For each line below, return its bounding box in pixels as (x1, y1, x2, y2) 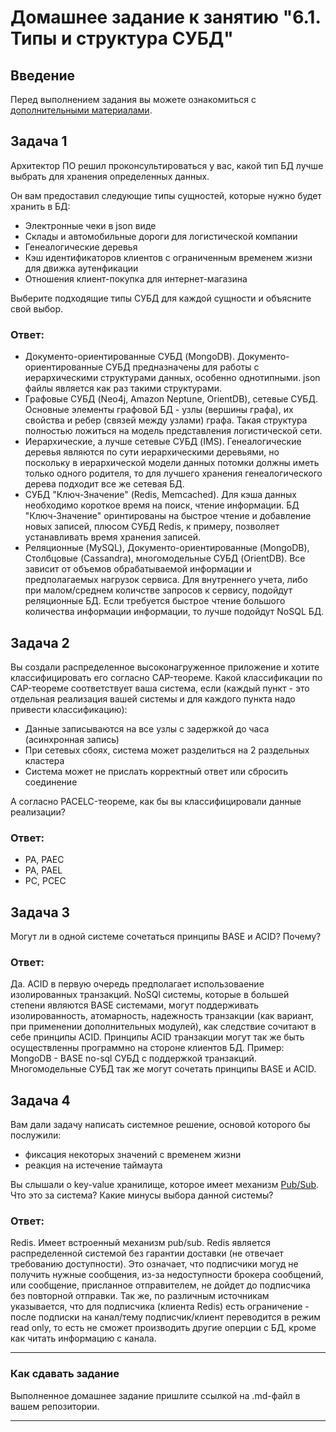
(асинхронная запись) (24, 733, 120, 745)
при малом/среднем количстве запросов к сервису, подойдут (24, 584, 293, 596)
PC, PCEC (24, 875, 67, 887)
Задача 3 (10, 904, 71, 921)
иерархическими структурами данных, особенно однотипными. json (24, 372, 321, 384)
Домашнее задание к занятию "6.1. (10, 6, 321, 29)
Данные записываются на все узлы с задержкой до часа (24, 722, 270, 735)
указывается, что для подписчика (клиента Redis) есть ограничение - (10, 1301, 310, 1313)
